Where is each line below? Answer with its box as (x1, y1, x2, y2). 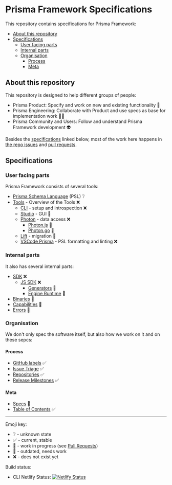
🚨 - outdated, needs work (12, 448, 67, 455)
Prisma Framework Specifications (5, 4, 153, 15)
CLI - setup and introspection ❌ (20, 205, 87, 211)
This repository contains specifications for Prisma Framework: (5, 21, 137, 27)
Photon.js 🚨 (28, 222, 53, 228)
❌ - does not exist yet (12, 454, 59, 460)
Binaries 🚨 (12, 296, 34, 302)
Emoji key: (5, 421, 27, 427)
